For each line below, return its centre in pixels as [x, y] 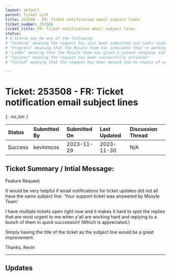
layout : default [22, 10]
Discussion [144, 129]
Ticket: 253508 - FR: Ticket [64, 92]
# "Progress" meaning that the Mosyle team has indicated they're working [86, 48]
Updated [110, 135]
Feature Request [22, 181]
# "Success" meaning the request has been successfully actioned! [77, 57]
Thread [139, 135]
